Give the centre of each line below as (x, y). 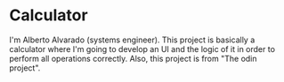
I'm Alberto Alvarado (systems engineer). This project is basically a (132, 40)
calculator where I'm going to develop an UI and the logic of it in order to (142, 48)
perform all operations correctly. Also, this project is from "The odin (133, 58)
